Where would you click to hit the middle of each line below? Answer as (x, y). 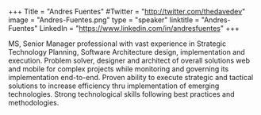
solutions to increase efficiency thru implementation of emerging (114, 86)
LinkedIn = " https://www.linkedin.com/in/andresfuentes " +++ (139, 28)
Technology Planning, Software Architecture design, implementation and (127, 52)
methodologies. (34, 103)
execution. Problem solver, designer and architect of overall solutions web (129, 60)
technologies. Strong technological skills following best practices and (122, 94)
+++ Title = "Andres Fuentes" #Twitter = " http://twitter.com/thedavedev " (127, 11)
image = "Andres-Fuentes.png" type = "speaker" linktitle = (104, 20)
